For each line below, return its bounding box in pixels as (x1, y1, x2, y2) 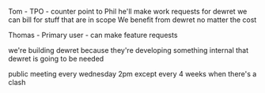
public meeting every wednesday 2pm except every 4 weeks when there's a (8, 69, 257, 78)
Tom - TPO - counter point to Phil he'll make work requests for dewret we (8, 7, 248, 16)
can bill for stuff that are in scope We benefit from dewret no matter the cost (8, 15, 257, 24)
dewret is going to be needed (8, 54, 104, 63)
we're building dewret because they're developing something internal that (8, 46, 249, 54)
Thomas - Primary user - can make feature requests (8, 31, 178, 39)
